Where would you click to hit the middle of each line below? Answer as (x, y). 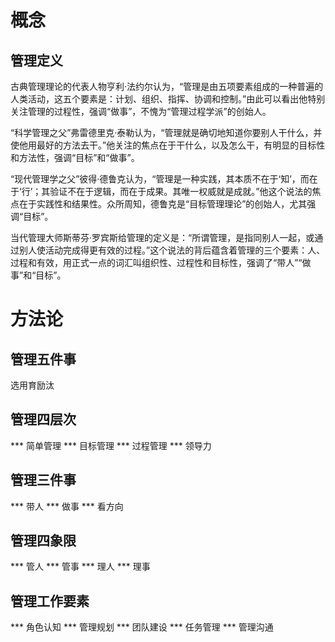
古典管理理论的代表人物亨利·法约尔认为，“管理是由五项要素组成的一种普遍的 (167, 86)
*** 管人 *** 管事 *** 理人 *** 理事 (80, 567)
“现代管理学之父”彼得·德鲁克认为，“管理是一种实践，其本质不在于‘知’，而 (160, 179)
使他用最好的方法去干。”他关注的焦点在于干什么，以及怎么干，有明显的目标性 (168, 145)
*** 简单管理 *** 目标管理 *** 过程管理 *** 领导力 (111, 445)
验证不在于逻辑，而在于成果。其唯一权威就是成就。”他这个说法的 (181, 191)
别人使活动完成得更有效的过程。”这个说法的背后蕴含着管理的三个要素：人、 (172, 250)
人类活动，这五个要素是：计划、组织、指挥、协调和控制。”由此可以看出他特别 (168, 99)
